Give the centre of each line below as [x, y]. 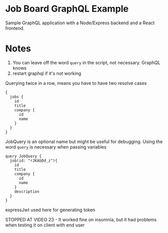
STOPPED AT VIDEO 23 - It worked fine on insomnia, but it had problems [81, 219]
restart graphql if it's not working [47, 73]
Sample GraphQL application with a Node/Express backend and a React [80, 23]
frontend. [15, 28]
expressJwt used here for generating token [50, 210]
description [27, 192]
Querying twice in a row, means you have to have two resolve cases [76, 83]
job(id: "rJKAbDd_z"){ [34, 160]
